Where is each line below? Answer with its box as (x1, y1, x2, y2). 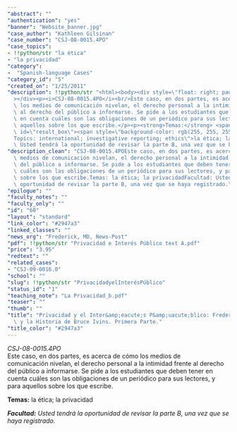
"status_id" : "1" (7, 285, 59, 292)
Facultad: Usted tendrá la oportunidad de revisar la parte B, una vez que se (7, 409, 229, 417)
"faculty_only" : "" (7, 200, 65, 208)
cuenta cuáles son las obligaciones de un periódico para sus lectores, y (7, 374, 216, 383)
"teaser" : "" (7, 299, 46, 306)
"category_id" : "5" (7, 75, 65, 83)
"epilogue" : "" (7, 187, 52, 195)
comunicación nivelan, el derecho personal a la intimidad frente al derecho (7, 359, 224, 367)
